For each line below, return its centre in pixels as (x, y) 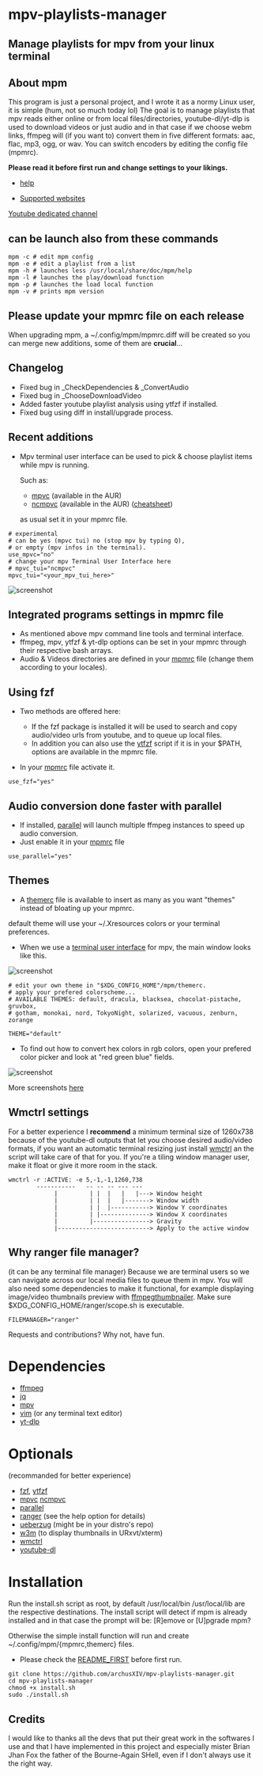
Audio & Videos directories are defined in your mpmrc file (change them (137, 659)
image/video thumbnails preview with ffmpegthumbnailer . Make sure (120, 1296)
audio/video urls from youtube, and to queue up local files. (127, 735)
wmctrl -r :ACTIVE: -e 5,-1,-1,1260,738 (76, 1180)
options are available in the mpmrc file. (94, 752)
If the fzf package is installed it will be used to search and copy (134, 727)
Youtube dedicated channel (53, 214)
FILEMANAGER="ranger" (44, 1319)
